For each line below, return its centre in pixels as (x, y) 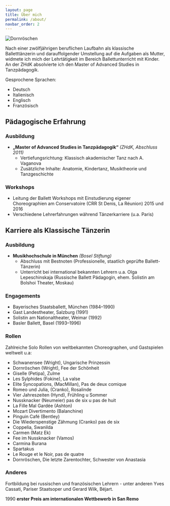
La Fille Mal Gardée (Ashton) (42, 406)
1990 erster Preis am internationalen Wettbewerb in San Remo (72, 499)
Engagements (23, 296)
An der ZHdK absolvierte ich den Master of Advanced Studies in (72, 64)
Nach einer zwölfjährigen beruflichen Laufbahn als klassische (70, 48)
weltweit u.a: (19, 352)
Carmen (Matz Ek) (32, 432)
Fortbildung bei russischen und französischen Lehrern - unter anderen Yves (85, 483)
